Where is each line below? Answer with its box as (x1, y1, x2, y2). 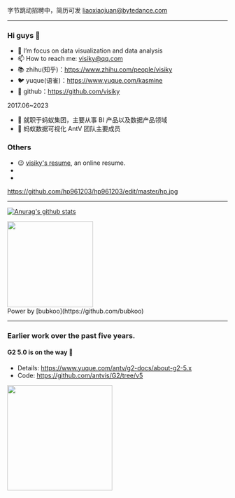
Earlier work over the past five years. (7, 330, 136, 340)
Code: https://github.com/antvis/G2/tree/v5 (17, 371, 143, 379)
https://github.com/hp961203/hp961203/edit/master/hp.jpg (7, 187, 178, 195)
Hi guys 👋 (7, 30, 41, 40)
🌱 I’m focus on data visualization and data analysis (17, 46, 163, 55)
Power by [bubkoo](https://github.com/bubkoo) (7, 307, 144, 315)
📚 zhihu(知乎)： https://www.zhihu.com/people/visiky (17, 65, 173, 74)
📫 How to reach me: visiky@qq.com (17, 55, 124, 63)
